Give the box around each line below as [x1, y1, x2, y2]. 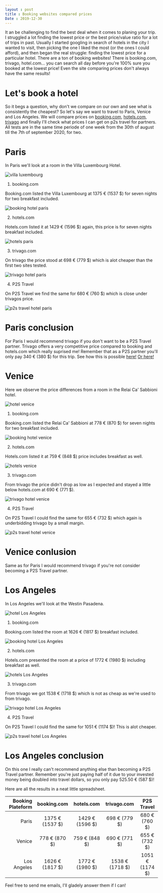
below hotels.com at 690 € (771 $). [5, 487, 75, 493]
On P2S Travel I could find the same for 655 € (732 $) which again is [5, 515, 142, 521]
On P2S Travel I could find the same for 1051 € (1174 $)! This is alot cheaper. [5, 724, 157, 730]
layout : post [5, 7, 34, 12]
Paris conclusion [5, 322, 74, 333]
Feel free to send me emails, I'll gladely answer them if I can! [5, 882, 126, 888]
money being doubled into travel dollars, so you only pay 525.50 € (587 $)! [5, 777, 154, 782]
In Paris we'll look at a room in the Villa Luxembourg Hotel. [5, 162, 121, 168]
